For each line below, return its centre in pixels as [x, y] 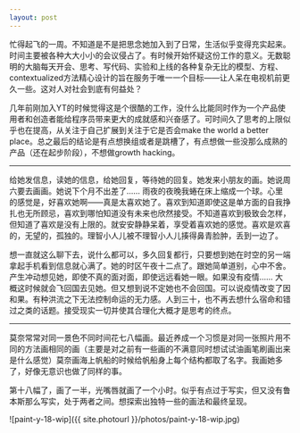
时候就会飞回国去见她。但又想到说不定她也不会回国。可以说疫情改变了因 [158, 287]
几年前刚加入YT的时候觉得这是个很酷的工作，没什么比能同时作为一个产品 [144, 107]
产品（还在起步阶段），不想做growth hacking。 [95, 152]
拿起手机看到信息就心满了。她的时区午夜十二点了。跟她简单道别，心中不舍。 [150, 265]
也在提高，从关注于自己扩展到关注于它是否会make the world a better [143, 129]
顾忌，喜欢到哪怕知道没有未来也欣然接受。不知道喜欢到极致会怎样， [165, 213]
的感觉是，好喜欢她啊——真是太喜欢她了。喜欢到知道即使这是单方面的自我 [146, 202]
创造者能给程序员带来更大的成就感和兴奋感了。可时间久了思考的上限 [158, 119]
